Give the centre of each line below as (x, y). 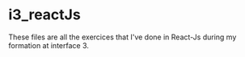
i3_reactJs (44, 15)
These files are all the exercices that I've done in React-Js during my (122, 37)
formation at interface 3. (49, 45)
